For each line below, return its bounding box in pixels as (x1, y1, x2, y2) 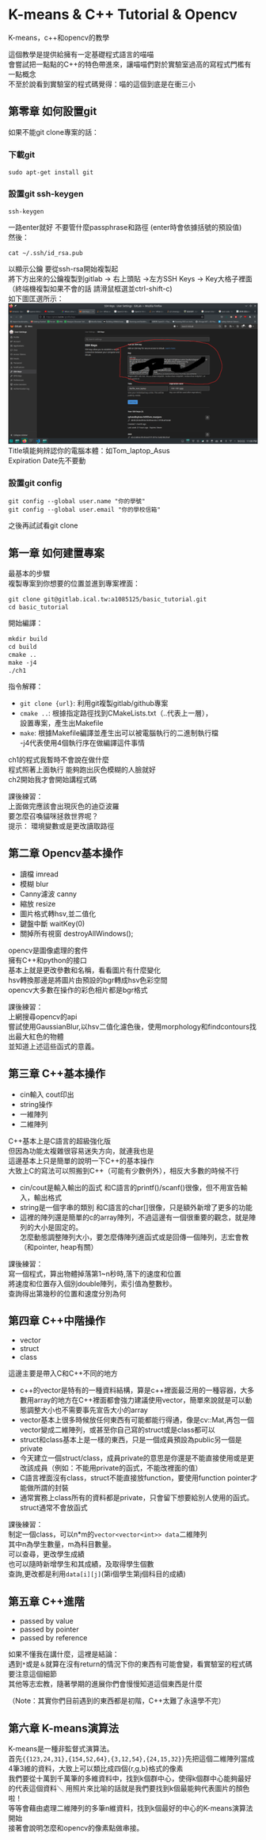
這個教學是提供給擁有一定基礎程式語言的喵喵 (8, 49, 154, 59)
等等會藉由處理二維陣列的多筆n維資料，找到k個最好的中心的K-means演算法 (8, 1804, 253, 1813)
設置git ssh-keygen (8, 188, 84, 199)
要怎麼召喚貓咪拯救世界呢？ (8, 811, 99, 821)
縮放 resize (19, 899, 56, 908)
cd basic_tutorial (8, 603, 69, 611)
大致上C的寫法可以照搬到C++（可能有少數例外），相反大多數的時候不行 (8, 1166, 239, 1175)
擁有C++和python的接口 (8, 955, 87, 964)
